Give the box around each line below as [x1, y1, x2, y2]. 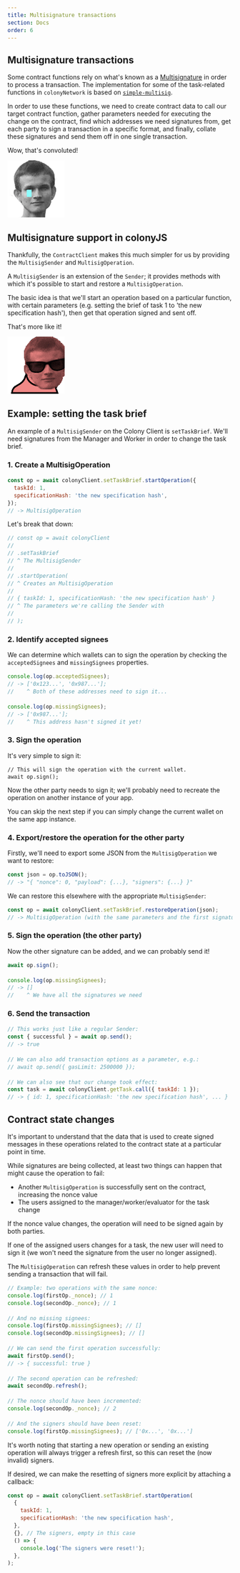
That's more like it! [7, 322, 62, 331]
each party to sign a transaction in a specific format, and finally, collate [7, 125, 216, 134]
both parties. [7, 1227, 45, 1236]
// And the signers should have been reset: [7, 1420, 142, 1427]
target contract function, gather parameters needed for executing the [7, 109, 211, 118]
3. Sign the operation [7, 735, 82, 745]
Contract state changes [7, 1113, 115, 1125]
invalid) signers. [7, 1456, 55, 1464]
